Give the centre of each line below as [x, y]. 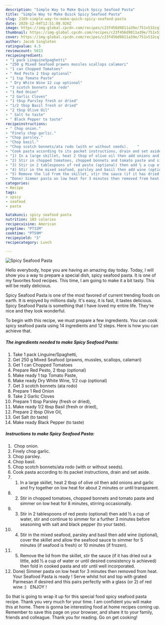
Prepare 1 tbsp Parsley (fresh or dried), [52, 401]
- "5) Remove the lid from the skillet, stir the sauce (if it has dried [82, 174]
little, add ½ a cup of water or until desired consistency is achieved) [88, 561]
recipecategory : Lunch [29, 242]
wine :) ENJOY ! [30, 587]
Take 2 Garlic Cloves [34, 397]
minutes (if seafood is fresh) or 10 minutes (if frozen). [74, 545]
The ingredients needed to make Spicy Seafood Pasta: [62, 342]
